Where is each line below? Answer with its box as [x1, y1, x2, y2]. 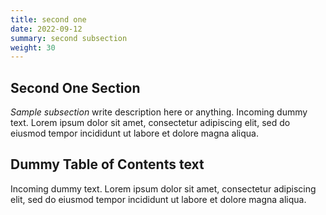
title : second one [10, 14, 87, 25]
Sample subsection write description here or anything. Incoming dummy [10, 106, 308, 118]
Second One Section [10, 79, 141, 96]
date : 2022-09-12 [10, 24, 83, 34]
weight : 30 [10, 42, 56, 53]
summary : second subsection [10, 33, 128, 43]
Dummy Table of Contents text [10, 156, 205, 173]
